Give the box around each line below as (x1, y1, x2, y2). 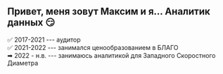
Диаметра (7, 58, 39, 67)
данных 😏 (7, 17, 56, 29)
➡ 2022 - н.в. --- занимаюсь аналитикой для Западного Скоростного (7, 51, 216, 59)
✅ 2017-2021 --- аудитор (7, 35, 81, 44)
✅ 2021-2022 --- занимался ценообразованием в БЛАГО (7, 43, 179, 51)
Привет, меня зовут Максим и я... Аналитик (7, 6, 211, 18)
